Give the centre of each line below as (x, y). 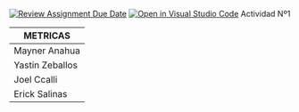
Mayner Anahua (47, 51)
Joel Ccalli (36, 80)
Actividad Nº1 (266, 14)
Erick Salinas (41, 94)
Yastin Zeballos (46, 65)
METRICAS (47, 36)
